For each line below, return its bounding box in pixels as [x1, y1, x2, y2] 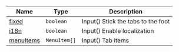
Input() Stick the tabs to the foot [81, 18, 170, 25]
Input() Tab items [81, 36, 130, 44]
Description [108, 8, 143, 15]
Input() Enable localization [81, 27, 154, 34]
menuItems [9, 36, 40, 44]
